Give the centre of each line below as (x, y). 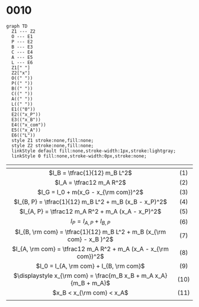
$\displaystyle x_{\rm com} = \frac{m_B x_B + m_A (84, 276)
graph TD (17, 26)
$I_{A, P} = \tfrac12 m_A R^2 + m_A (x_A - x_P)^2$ (91, 211)
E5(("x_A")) (26, 130)
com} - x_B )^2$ (90, 239)
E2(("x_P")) (26, 114)
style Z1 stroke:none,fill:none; (53, 140)
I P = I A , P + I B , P (90, 221)
